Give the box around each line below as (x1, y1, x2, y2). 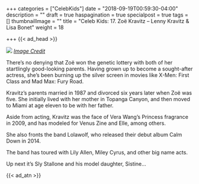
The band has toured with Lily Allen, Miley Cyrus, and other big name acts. (6, 149, 188, 156)
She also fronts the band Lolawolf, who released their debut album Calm (6, 131, 182, 138)
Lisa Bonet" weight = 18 (6, 24, 64, 31)
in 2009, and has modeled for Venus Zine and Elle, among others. (6, 120, 166, 127)
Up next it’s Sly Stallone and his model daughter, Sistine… (6, 160, 146, 167)
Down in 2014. (6, 137, 41, 144)
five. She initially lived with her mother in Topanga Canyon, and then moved (6, 96, 191, 102)
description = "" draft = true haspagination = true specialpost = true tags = (6, 11, 188, 18)
